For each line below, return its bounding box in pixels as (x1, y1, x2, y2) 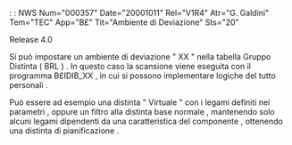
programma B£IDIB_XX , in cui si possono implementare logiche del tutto (9, 70, 277, 81)
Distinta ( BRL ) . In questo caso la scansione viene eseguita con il (9, 61, 252, 71)
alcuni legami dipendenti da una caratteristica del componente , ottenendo (9, 116, 283, 126)
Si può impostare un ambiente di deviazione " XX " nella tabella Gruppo (9, 52, 271, 61)
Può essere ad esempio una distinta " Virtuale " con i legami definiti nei (9, 97, 271, 108)
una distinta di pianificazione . (9, 125, 120, 136)
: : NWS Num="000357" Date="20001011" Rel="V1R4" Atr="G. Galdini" (9, 8, 270, 18)
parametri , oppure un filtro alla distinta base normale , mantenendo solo (9, 107, 275, 117)
